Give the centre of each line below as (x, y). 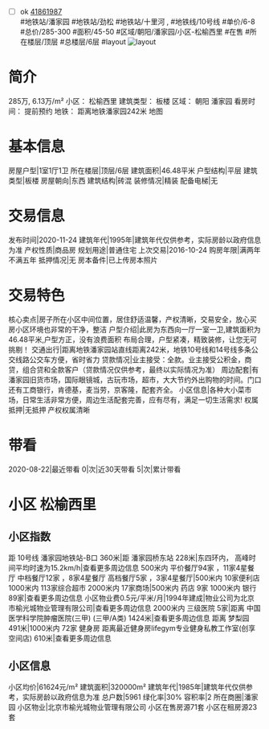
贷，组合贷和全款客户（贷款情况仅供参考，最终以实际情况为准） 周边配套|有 (134, 369)
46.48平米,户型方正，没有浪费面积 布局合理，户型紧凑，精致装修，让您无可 (132, 339)
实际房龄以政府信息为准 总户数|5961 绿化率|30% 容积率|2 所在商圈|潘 (137, 697)
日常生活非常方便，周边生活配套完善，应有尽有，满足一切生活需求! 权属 (140, 400)
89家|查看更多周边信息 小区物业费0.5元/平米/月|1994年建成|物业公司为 (124, 598)
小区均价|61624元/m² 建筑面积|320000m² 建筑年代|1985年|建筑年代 (120, 686)
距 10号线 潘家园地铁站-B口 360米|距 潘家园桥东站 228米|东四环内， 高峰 (128, 558)
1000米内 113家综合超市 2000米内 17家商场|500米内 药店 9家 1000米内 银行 (132, 587)
